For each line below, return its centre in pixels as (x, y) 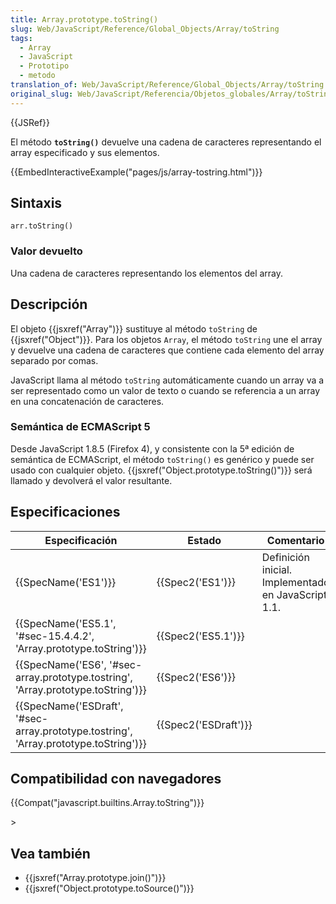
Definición (285, 557)
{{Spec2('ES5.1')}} (200, 636)
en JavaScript (294, 594)
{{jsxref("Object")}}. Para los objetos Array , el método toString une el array (166, 339)
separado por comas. (54, 360)
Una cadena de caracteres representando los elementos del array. (147, 273)
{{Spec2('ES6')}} (196, 677)
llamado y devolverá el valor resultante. (91, 480)
